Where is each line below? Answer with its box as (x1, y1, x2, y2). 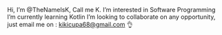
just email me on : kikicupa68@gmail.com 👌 (7, 20, 133, 28)
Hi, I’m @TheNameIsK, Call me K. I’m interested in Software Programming (7, 6, 216, 13)
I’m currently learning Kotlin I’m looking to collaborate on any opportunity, (7, 13, 216, 21)
